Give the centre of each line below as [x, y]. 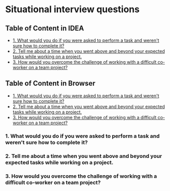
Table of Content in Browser [50, 83]
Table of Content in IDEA [45, 28]
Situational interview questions [72, 9]
